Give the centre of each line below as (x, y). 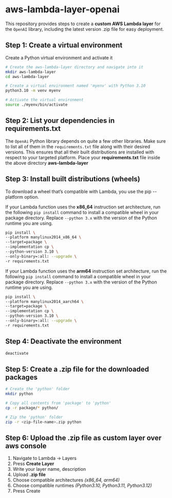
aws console (26, 446)
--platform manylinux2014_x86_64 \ (43, 237)
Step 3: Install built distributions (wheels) (73, 179)
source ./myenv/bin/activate (36, 105)
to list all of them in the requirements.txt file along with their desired (78, 146)
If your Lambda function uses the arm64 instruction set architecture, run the (86, 271)
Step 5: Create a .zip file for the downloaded (77, 369)
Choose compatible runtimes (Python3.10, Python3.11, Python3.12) (82, 486)
